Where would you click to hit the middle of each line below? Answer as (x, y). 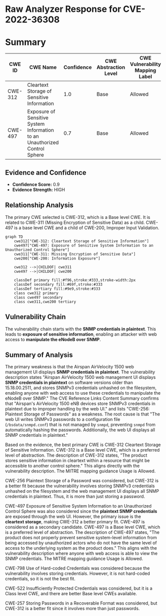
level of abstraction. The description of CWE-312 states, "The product (76, 455)
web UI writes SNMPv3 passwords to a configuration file (63, 419)
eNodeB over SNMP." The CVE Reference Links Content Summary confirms (82, 398)
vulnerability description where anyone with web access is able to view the (82, 554)
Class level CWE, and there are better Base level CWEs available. (71, 594)
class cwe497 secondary (39, 297)
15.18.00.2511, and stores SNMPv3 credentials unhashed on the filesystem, (81, 388)
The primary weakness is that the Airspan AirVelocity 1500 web (70, 367)
